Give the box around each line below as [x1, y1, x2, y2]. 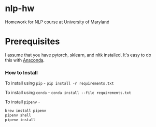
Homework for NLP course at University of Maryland [5, 19, 110, 25]
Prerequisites [5, 36, 60, 47]
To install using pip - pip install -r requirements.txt [5, 80, 114, 86]
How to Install [5, 69, 38, 76]
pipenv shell [5, 113, 31, 118]
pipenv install [5, 117, 36, 122]
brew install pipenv [5, 109, 47, 113]
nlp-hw [5, 3, 35, 14]
